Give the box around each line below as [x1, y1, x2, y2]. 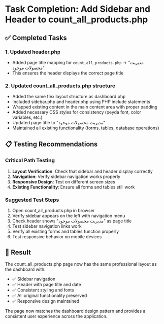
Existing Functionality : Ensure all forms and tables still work [12, 184, 135, 190]
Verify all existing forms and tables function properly [12, 228, 119, 235]
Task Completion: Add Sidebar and [5, 3, 151, 15]
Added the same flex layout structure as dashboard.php [12, 94, 126, 100]
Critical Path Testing [5, 157, 55, 164]
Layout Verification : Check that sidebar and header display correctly [12, 168, 153, 174]
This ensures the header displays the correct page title [12, 70, 124, 76]
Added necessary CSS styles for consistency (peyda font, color [12, 109, 141, 115]
